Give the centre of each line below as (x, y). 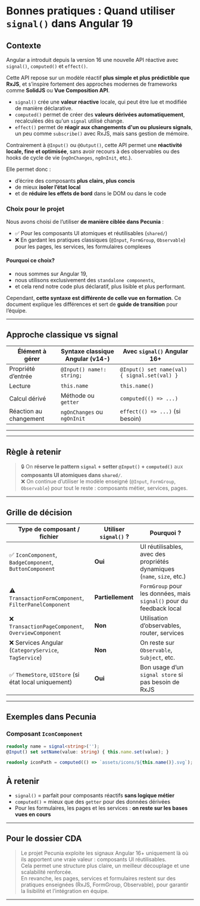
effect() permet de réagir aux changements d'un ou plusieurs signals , (104, 127)
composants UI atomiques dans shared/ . (71, 475)
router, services (162, 633)
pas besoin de (160, 682)
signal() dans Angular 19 (70, 24)
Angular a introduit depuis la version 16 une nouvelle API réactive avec (92, 60)
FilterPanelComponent (40, 604)
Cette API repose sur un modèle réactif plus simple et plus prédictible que (98, 78)
